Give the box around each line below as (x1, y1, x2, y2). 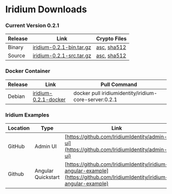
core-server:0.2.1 (73, 96, 118, 103)
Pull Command (100, 81, 137, 88)
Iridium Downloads (5, 4, 87, 15)
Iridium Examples (5, 111, 50, 119)
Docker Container (5, 68, 50, 75)
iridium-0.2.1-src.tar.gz (32, 52, 92, 60)
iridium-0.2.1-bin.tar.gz (32, 44, 91, 51)
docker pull (73, 89, 101, 96)
